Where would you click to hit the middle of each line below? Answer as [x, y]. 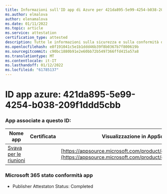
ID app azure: [33, 95]
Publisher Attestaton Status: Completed [53, 186]
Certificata [43, 136]
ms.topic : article [24, 28]
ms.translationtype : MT [30, 56]
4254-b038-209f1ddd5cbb [63, 105]
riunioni [16, 161]
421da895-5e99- [99, 95]
